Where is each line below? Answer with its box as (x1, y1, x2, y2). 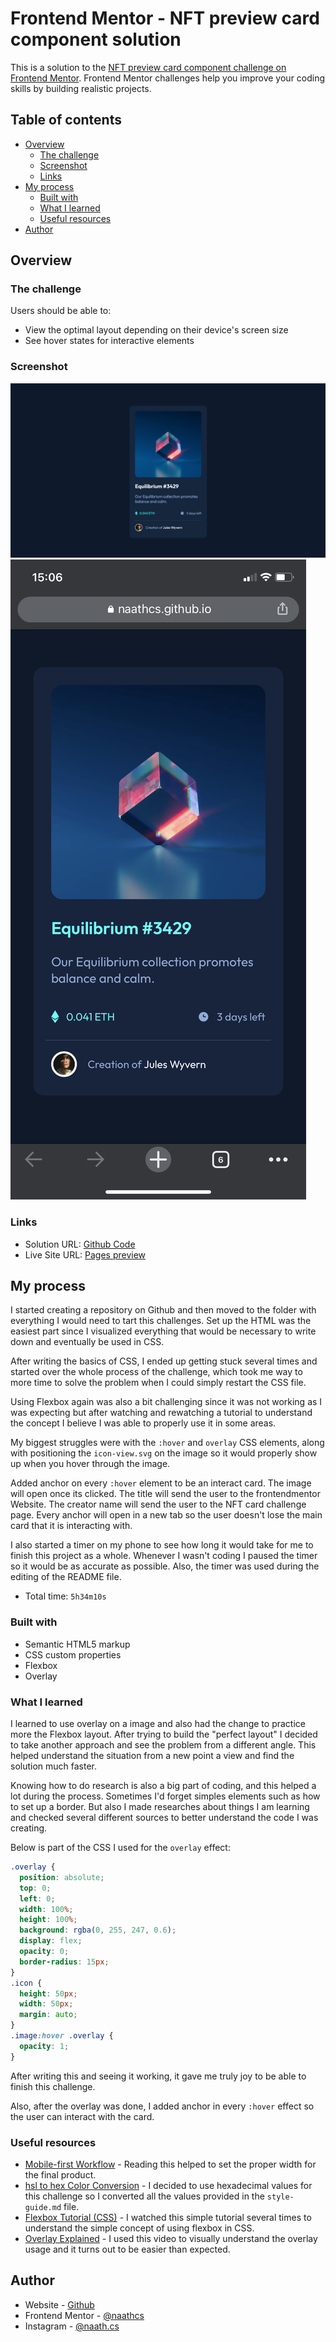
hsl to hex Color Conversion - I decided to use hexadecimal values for (24, 2179, 313, 2191)
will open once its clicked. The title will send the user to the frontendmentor (10, 1488, 321, 1500)
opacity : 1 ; (19, 2041, 70, 2051)
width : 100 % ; (19, 1904, 74, 1914)
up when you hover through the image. (10, 1458, 171, 1470)
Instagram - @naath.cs (24, 2320, 120, 2332)
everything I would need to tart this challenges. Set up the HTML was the (10, 1315, 312, 1327)
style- (266, 2192, 295, 2202)
